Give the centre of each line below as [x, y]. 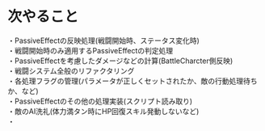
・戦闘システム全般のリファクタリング [71, 70]
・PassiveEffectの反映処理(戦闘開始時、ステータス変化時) [103, 40]
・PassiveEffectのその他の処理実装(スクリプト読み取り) [100, 101]
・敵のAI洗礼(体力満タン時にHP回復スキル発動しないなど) [103, 111]
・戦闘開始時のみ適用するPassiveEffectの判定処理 [90, 50]
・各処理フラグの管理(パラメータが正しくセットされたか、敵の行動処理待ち [132, 81]
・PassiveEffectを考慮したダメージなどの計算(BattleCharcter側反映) [120, 61]
